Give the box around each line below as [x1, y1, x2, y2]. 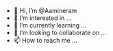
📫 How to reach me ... [13, 37, 77, 44]
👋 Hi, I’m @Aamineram [13, 7, 77, 14]
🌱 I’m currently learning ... [13, 21, 87, 29]
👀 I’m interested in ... [13, 14, 72, 22]
